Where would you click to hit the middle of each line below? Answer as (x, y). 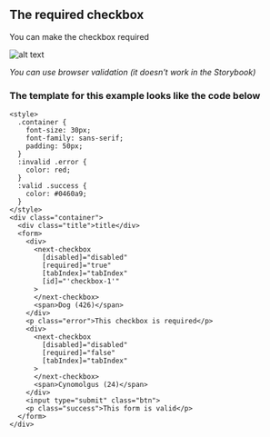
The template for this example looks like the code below (135, 95)
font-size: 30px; (59, 131)
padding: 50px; (55, 146)
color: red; (48, 170)
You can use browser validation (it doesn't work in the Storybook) (133, 72)
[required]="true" (77, 266)
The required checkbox (77, 15)
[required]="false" (79, 353)
